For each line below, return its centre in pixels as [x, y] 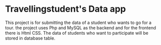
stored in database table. [30, 38]
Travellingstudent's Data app [66, 9]
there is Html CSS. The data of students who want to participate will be [77, 33]
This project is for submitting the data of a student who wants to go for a [78, 22]
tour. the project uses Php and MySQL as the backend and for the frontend [80, 27]
